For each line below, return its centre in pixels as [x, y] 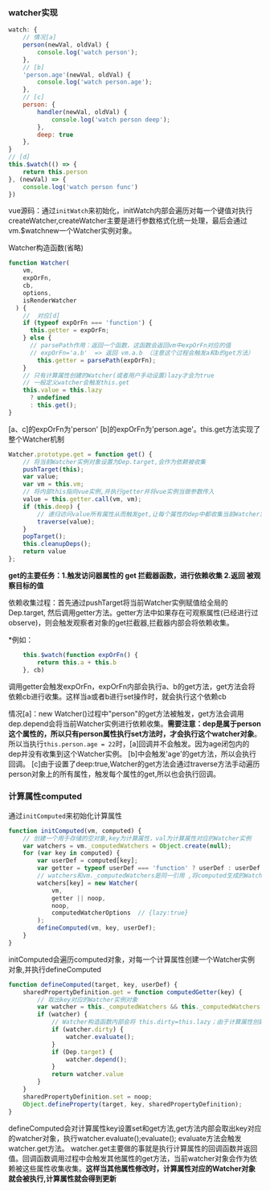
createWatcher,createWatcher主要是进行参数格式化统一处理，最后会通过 [128, 221]
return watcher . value [88, 1074]
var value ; [41, 477]
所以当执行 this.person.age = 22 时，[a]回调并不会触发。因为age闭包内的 [129, 743]
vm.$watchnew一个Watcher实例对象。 [72, 231]
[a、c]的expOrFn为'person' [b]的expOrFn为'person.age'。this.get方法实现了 [135, 429]
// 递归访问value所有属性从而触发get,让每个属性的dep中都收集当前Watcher [149, 514]
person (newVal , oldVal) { [66, 45]
